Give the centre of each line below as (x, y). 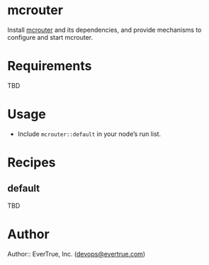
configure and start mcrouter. (50, 37)
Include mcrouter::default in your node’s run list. (89, 134)
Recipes (32, 162)
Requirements (50, 66)
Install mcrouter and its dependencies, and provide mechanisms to (104, 30)
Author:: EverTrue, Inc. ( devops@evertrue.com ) (77, 254)
